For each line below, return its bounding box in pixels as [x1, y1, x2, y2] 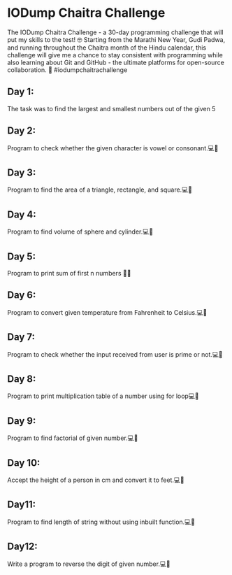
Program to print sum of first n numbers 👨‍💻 [7, 269, 131, 277]
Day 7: [7, 331, 36, 343]
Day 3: [7, 166, 36, 178]
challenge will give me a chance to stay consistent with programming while [7, 50, 224, 59]
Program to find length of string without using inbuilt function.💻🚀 [7, 518, 196, 526]
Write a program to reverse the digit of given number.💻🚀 [7, 560, 171, 568]
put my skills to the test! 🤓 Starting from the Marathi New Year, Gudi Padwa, [7, 35, 226, 43]
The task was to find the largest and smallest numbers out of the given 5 [7, 104, 216, 113]
